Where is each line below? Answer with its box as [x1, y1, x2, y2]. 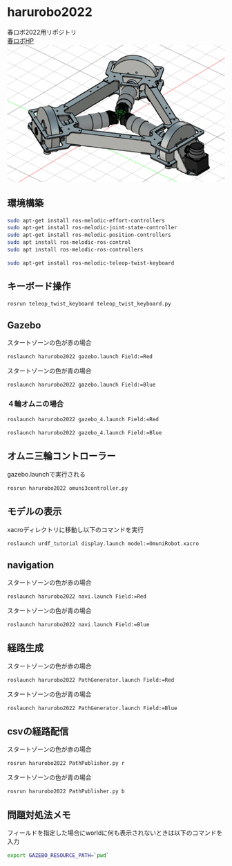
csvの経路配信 [7, 725, 69, 737]
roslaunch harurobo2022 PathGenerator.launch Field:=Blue [7, 705, 177, 712]
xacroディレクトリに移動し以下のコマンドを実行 [7, 525, 144, 533]
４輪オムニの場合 [7, 399, 64, 409]
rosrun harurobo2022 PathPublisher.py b [7, 788, 126, 795]
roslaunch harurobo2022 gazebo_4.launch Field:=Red [7, 416, 159, 423]
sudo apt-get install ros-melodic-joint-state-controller [7, 224, 177, 231]
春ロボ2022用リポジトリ [7, 28, 77, 36]
